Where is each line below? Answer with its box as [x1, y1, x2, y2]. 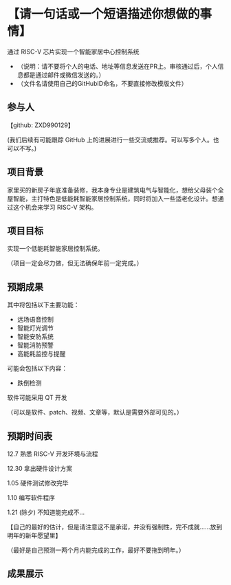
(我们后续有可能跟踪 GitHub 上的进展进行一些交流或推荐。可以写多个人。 [7, 135, 213, 144]
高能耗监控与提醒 [16, 350, 66, 358]
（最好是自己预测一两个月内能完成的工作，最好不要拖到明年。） [7, 546, 185, 554]
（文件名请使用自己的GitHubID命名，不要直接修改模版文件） [16, 79, 188, 87]
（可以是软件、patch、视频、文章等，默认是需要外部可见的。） [7, 408, 184, 417]
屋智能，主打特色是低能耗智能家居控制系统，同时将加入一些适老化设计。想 [7, 194, 218, 203]
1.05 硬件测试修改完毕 [7, 479, 69, 487]
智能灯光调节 [16, 324, 54, 332]
